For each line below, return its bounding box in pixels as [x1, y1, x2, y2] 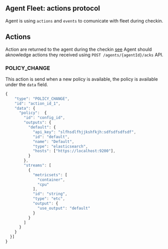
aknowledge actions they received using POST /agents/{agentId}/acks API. [5, 51, 164, 58]
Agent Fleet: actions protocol [5, 4, 100, 13]
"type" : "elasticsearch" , [32, 143, 88, 149]
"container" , [37, 177, 66, 182]
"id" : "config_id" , [24, 115, 66, 120]
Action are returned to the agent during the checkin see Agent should [5, 46, 152, 52]
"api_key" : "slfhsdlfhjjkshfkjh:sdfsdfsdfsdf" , [32, 129, 137, 135]
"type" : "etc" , [32, 196, 66, 201]
